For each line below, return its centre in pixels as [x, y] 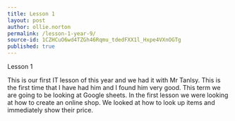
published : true [31, 46]
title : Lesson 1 [31, 14]
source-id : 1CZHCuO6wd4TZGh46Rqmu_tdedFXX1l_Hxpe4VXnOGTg [94, 40]
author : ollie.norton [39, 27]
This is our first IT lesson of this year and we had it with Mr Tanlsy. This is [114, 80]
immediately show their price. [50, 110]
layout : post [26, 20]
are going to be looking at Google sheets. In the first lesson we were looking [118, 95]
